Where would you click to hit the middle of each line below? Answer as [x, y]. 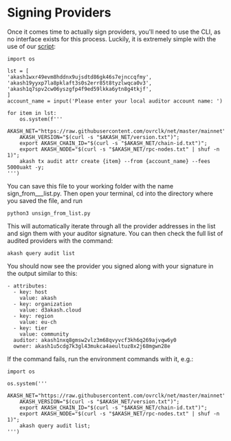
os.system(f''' [41, 119]
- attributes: [27, 286]
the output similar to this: [42, 273]
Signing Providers [59, 13]
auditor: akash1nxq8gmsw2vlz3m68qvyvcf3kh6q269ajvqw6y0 [95, 340]
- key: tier [31, 328]
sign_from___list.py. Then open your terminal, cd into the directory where [110, 193]
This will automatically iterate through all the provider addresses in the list [111, 226]
